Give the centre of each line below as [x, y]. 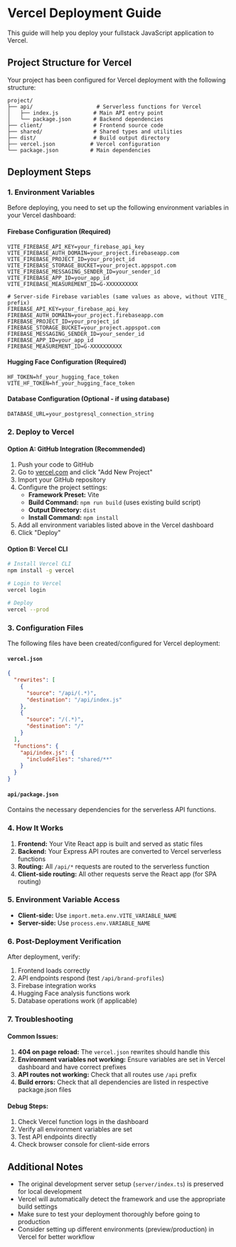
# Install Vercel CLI [39, 564]
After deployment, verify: [44, 957]
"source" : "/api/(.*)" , [61, 693]
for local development [50, 1192]
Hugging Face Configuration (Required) [67, 362]
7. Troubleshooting [40, 1019]
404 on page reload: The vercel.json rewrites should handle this [114, 1052]
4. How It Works [36, 828]
